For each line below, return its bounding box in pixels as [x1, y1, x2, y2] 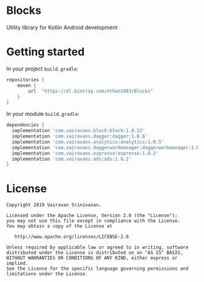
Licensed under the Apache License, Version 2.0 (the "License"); [6, 213, 178, 219]
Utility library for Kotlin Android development [6, 24, 118, 31]
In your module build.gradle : [6, 110, 80, 118]
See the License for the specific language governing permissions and [6, 266, 189, 272]
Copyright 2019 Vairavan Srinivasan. [6, 202, 102, 208]
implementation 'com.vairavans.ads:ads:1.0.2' [12, 156, 132, 162]
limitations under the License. [6, 271, 88, 277]
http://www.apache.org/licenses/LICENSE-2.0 [14, 234, 129, 240]
